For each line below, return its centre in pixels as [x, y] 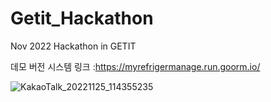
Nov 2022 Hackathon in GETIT [73, 46]
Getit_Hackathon [82, 18]
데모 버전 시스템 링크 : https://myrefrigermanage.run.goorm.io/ [135, 66]
